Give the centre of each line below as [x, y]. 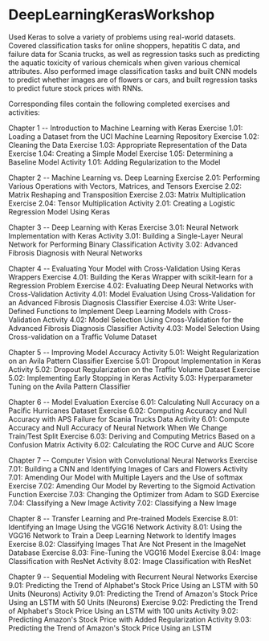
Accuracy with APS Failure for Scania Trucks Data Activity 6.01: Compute [129, 418]
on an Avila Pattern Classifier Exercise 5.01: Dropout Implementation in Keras [135, 361]
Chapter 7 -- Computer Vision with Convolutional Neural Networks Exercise [133, 460]
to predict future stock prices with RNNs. [76, 88]
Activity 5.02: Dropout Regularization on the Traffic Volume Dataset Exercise [134, 369]
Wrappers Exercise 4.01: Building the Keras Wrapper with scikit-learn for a [131, 277]
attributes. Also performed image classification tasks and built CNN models [133, 71]
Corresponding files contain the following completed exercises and [119, 104]
